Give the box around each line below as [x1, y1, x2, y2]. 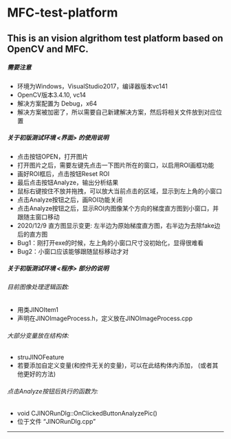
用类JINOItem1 [16, 306, 58, 314]
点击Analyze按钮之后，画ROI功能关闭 [16, 195, 123, 204]
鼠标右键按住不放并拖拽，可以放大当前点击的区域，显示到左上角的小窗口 [16, 186, 222, 195]
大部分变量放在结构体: [7, 331, 70, 340]
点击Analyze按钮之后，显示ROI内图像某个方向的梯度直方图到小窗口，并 [16, 204, 219, 212]
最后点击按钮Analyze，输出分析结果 [16, 178, 119, 186]
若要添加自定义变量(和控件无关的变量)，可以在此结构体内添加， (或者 [16, 361, 213, 370]
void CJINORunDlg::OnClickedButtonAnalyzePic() [16, 409, 158, 417]
